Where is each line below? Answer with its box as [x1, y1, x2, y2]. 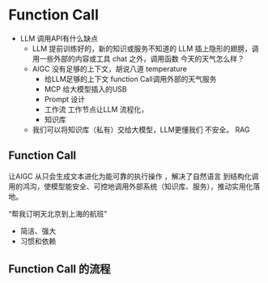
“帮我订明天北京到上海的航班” [8, 208, 108, 218]
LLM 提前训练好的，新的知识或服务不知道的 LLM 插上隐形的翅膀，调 [32, 43, 259, 54]
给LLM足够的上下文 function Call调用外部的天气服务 [44, 74, 217, 84]
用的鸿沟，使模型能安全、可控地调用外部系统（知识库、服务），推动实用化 [8, 181, 253, 191]
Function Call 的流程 [8, 262, 111, 277]
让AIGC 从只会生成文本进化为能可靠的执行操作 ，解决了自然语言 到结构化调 [8, 171, 259, 181]
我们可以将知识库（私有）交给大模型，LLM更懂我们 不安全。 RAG [32, 124, 250, 135]
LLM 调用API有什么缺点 [19, 33, 99, 43]
